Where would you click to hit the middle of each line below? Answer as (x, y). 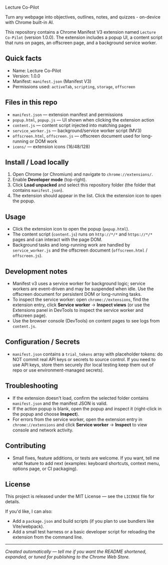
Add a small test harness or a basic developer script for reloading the (83, 532)
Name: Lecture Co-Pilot (37, 70)
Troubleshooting (32, 386)
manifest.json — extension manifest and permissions (68, 115)
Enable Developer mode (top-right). (49, 180)
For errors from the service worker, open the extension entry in (77, 419)
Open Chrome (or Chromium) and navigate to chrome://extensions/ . (83, 174)
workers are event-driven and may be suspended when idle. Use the (83, 289)
